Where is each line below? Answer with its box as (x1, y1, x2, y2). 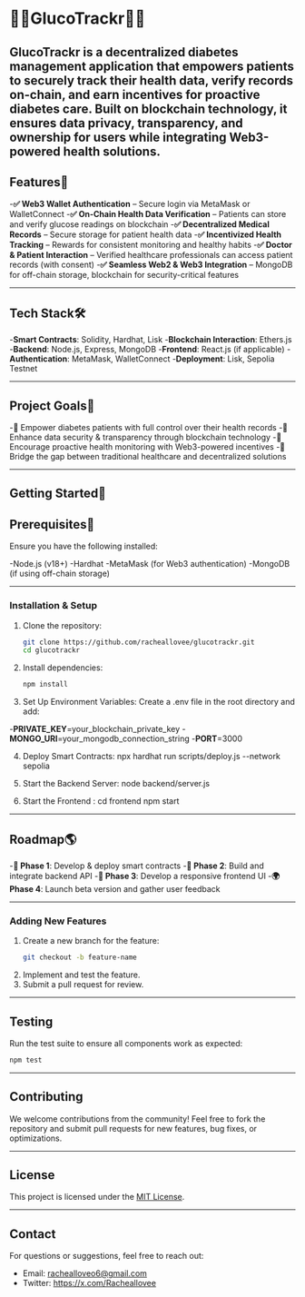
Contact (9, 1226, 56, 1242)
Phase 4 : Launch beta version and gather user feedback (9, 883, 221, 894)
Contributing (9, 1089, 84, 1104)
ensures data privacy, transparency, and (9, 115, 243, 131)
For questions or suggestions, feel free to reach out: (9, 1251, 204, 1262)
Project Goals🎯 (9, 398, 95, 413)
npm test (9, 1055, 43, 1064)
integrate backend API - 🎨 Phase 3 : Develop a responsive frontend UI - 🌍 (9, 870, 280, 881)
